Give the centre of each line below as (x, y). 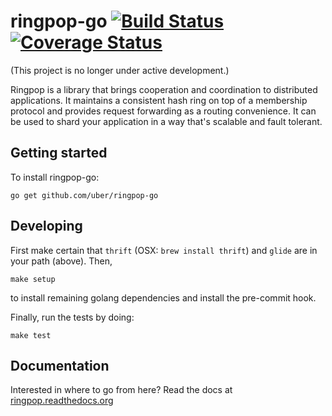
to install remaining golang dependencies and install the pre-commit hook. (163, 297)
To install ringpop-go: (55, 177)
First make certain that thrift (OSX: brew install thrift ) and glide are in (164, 250)
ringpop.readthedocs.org (62, 401)
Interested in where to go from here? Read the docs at (121, 390)
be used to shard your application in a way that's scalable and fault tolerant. (166, 121)
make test (31, 335)
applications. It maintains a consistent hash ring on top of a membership (159, 100)
